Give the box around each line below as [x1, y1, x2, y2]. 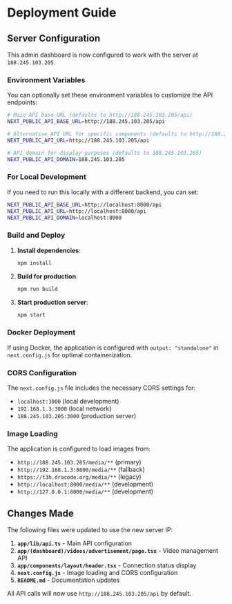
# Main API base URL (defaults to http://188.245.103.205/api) [7, 112, 193, 119]
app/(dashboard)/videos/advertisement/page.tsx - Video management [17, 547, 219, 555]
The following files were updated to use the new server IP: [7, 526, 173, 534]
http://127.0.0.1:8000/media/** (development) [17, 487, 154, 496]
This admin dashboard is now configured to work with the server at [7, 50, 198, 59]
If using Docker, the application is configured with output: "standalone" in [7, 343, 219, 352]
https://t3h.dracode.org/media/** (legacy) [17, 473, 142, 481]
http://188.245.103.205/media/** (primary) [17, 458, 142, 466]
